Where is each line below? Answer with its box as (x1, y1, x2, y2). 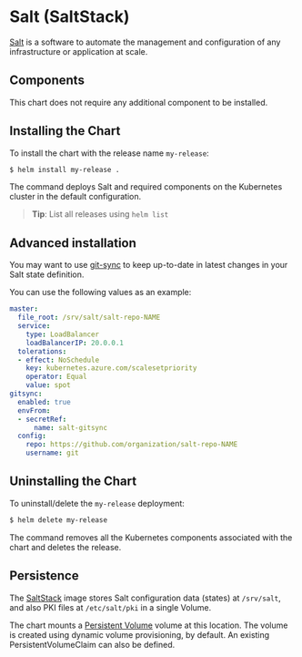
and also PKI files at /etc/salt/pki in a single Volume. (9, 601, 212, 612)
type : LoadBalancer (25, 330, 100, 339)
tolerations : (17, 346, 67, 356)
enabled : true (17, 397, 71, 406)
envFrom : (17, 405, 51, 416)
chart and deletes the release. (9, 541, 122, 552)
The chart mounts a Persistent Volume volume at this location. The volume (9, 620, 288, 631)
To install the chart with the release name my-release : (9, 148, 209, 159)
